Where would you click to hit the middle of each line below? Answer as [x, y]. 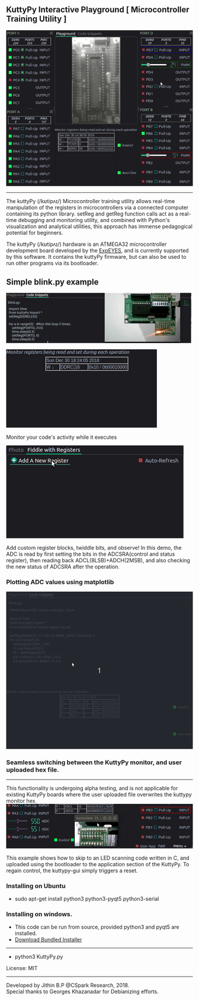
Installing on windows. [39, 914]
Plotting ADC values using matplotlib [60, 582]
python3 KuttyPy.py [39, 957]
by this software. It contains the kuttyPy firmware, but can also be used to [96, 257]
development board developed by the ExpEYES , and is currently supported [97, 251]
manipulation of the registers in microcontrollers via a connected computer [97, 208]
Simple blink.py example [52, 282]
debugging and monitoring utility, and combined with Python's [94, 220]
